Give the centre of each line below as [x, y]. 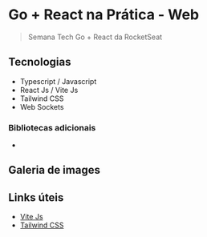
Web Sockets [42, 106]
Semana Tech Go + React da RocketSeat [95, 37]
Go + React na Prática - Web [103, 15]
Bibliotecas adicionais [52, 127]
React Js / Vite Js [49, 90]
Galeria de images [54, 170]
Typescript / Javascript [58, 81]
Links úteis [36, 197]
